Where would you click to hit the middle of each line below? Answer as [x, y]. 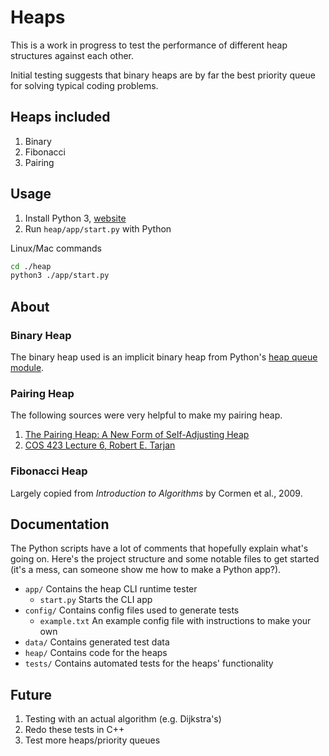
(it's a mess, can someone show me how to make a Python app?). [146, 570]
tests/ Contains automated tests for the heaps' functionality [149, 663]
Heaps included [60, 117]
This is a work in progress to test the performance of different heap [149, 45]
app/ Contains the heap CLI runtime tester [111, 589]
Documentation [60, 524]
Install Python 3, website [75, 218]
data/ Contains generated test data [97, 642]
